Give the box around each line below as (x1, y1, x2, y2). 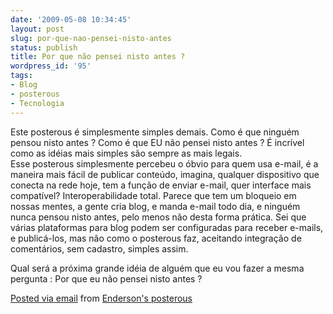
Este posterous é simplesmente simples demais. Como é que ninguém (10, 126, 300, 138)
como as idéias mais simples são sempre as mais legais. (10, 147, 243, 159)
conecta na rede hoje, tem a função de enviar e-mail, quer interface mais (10, 179, 312, 191)
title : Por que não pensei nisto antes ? (10, 52, 186, 62)
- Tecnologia (10, 98, 65, 108)
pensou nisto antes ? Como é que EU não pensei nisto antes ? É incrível (10, 136, 305, 148)
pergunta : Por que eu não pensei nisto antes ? (10, 272, 203, 285)
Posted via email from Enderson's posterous (10, 292, 193, 304)
